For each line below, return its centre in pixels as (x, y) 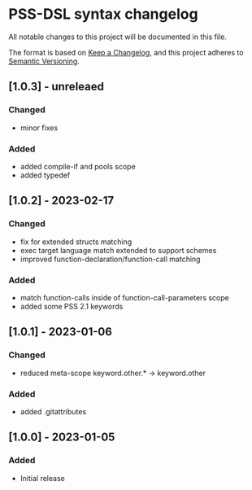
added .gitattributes (53, 411)
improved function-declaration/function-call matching (110, 259)
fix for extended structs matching (76, 242)
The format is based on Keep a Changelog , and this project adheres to (126, 52)
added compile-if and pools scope (78, 166)
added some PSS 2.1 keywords (72, 306)
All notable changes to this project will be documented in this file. (118, 37)
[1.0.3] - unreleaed (56, 87)
